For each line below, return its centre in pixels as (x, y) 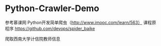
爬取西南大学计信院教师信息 (33, 39)
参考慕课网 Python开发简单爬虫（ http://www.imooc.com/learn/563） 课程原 (81, 22)
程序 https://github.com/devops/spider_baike (50, 28)
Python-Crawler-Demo (52, 8)
